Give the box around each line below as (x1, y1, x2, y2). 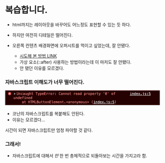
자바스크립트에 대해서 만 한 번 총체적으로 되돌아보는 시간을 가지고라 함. (12, 153, 147, 159)
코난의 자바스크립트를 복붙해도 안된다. (12, 110, 85, 116)
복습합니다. (5, 4, 48, 16)
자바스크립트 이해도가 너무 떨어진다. (5, 79, 84, 85)
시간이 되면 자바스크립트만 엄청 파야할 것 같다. (5, 127, 93, 133)
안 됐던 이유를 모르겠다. (19, 65, 65, 71)
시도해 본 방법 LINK (19, 53, 57, 59)
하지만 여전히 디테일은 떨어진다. (12, 32, 73, 38)
